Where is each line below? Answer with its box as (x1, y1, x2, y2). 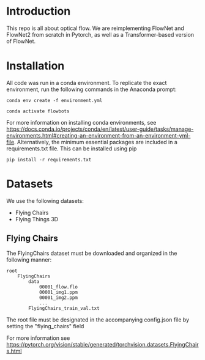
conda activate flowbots (6, 108, 70, 114)
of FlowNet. (6, 37, 36, 45)
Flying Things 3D (15, 215, 59, 222)
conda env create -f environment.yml (6, 97, 103, 103)
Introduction (6, 4, 71, 18)
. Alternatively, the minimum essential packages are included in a (14, 138, 177, 145)
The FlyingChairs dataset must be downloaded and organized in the (6, 249, 177, 257)
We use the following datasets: (6, 197, 84, 204)
